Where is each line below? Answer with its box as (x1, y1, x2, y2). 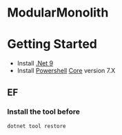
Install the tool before (7, 107, 81, 116)
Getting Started (7, 37, 98, 52)
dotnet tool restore (7, 123, 67, 129)
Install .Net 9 (17, 59, 54, 67)
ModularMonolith (7, 5, 109, 21)
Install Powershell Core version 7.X (17, 67, 116, 75)
